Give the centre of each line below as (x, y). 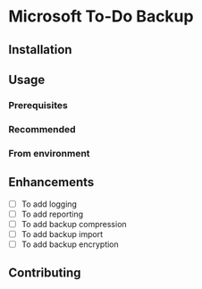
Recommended (42, 129)
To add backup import (62, 234)
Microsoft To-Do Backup (101, 17)
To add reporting (52, 214)
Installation (40, 50)
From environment (49, 153)
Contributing (45, 273)
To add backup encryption (70, 244)
